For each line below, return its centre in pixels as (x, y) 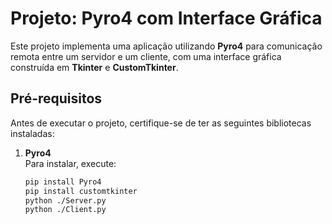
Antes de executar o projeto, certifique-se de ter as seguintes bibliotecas (161, 123)
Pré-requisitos (56, 98)
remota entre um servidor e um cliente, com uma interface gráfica (146, 56)
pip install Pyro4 (63, 182)
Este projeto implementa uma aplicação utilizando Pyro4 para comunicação (166, 46)
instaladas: (32, 133)
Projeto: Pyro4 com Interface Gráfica (166, 18)
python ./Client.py (65, 210)
